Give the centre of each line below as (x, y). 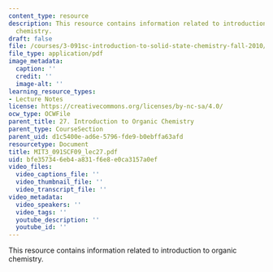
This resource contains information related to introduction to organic (123, 250)
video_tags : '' (41, 212)
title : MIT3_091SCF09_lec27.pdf (63, 152)
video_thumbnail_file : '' (60, 182)
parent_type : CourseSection (56, 129)
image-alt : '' (39, 84)
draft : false (30, 39)
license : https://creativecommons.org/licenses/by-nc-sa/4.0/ (116, 106)
